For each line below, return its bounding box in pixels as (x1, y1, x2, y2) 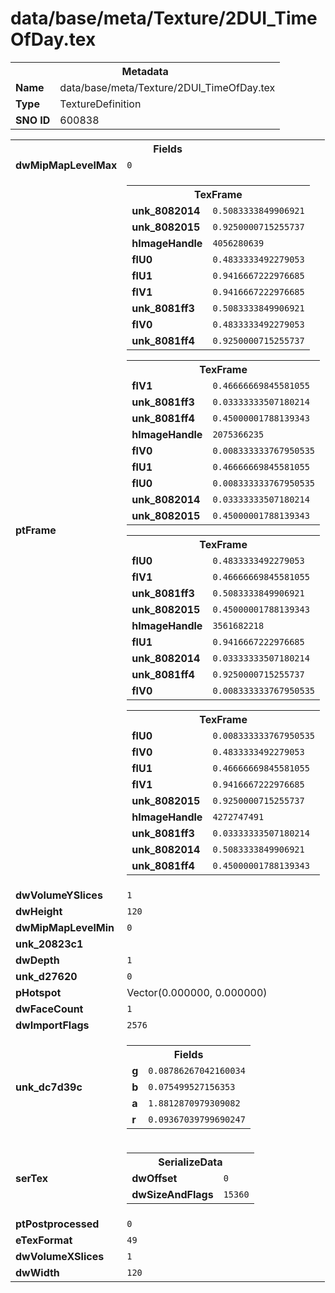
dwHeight (15, 904, 63, 918)
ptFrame (15, 523, 57, 537)
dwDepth (15, 953, 60, 967)
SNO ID (15, 113, 51, 127)
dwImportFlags (15, 1018, 90, 1032)
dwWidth (15, 1265, 60, 1279)
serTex (15, 1171, 49, 1185)
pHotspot (15, 985, 62, 999)
